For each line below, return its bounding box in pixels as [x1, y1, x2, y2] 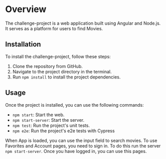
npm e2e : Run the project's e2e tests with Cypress [12, 127, 115, 134]
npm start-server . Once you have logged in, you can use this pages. [5, 148, 147, 154]
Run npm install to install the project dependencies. [12, 74, 121, 80]
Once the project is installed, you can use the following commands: [5, 102, 144, 108]
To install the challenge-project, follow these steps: [5, 53, 111, 59]
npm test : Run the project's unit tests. [12, 122, 90, 128]
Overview [5, 4, 47, 15]
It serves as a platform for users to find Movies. [5, 25, 103, 31]
